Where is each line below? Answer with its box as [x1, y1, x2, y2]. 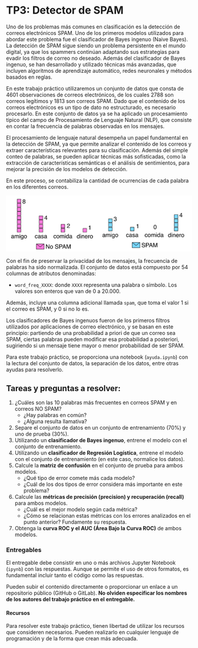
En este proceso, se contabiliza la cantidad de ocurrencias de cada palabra [6, 177, 189, 184]
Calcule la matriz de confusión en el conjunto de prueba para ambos [14, 462, 183, 469]
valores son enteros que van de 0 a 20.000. [14, 288, 121, 295]
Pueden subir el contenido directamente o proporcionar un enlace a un [6, 583, 178, 591]
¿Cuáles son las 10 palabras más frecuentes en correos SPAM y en [14, 399, 177, 406]
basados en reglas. [6, 73, 52, 80]
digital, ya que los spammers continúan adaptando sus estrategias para [6, 48, 180, 55]
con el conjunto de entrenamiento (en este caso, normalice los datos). [14, 455, 185, 462]
